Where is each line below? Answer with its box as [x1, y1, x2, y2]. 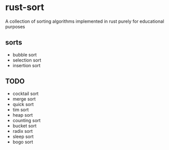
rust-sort [5, 2, 45, 13]
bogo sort [12, 138, 33, 145]
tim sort [12, 107, 29, 113]
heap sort [12, 112, 33, 118]
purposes [5, 23, 25, 29]
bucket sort [12, 123, 37, 129]
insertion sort [12, 62, 40, 68]
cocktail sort [12, 90, 39, 96]
